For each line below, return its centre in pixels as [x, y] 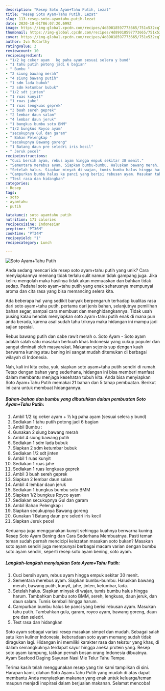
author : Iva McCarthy [28, 42]
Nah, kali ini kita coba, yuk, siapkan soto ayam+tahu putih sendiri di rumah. [81, 367]
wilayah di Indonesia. [27, 358]
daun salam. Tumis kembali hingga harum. [55, 601]
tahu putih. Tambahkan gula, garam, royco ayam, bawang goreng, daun [85, 612]
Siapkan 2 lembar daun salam [43, 480]
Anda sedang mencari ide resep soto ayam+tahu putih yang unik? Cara [77, 270]
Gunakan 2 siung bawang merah [46, 432]
